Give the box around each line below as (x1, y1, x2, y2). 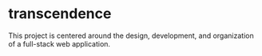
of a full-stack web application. (8, 39, 110, 48)
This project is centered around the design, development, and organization (8, 31, 254, 40)
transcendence (8, 5, 112, 23)
